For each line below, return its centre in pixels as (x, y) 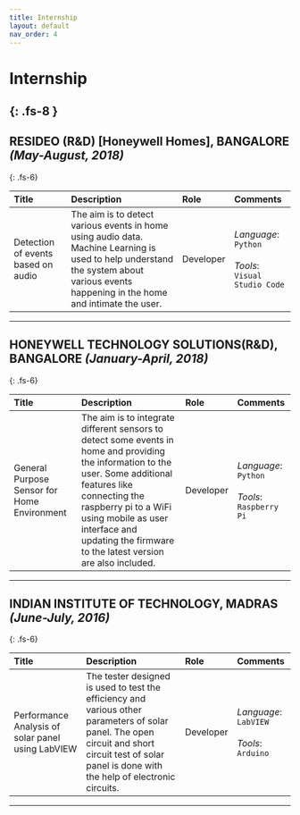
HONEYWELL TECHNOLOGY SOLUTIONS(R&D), (144, 345)
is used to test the (123, 687)
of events (33, 253)
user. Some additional (127, 473)
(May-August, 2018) (67, 156)
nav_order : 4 (33, 34)
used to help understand (122, 258)
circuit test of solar (125, 754)
